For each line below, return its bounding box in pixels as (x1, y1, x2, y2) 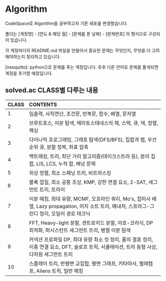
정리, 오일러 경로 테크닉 (39, 210, 90, 217)
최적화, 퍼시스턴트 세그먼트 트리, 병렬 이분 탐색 (29, 227, 131, 234)
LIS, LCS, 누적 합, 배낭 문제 (36, 160, 96, 167)
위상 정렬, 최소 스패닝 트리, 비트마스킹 (29, 169, 112, 176)
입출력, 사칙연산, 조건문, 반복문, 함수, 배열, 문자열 (29, 110, 136, 117)
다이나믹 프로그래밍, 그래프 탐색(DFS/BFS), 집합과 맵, (29, 136, 147, 143)
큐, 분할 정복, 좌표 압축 (39, 143, 89, 150)
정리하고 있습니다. (26, 53, 61, 60)
